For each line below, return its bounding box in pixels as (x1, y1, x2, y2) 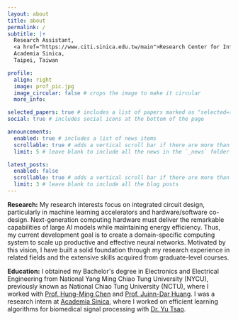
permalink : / (7, 23, 46, 31)
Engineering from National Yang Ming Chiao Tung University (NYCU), (7, 274, 209, 283)
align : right (13, 76, 52, 83)
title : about (7, 17, 46, 24)
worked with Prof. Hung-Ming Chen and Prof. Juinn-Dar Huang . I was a (7, 289, 215, 298)
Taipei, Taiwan (13, 57, 59, 64)
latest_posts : (7, 161, 50, 168)
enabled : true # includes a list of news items (13, 134, 157, 142)
